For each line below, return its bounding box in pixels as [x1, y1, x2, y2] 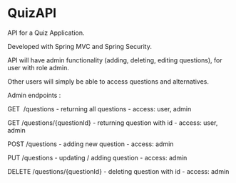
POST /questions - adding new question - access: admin [7, 140, 174, 148]
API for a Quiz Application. [7, 28, 85, 37]
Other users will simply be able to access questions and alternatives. [7, 77, 209, 86]
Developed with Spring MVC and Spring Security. [7, 42, 152, 50]
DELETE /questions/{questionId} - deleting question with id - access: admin [7, 167, 230, 175]
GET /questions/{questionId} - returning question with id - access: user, [7, 118, 218, 127]
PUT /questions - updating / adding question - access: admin [7, 153, 188, 162]
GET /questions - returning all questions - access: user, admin [7, 104, 192, 113]
